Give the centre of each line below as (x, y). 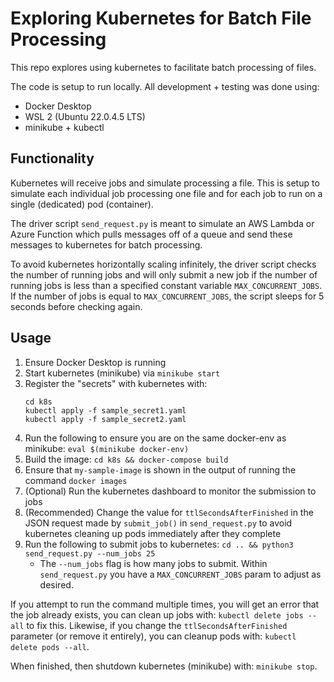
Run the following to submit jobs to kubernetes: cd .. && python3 (159, 544)
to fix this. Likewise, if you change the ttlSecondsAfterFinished (157, 625)
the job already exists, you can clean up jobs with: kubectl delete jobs (157, 614)
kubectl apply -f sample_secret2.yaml (105, 419)
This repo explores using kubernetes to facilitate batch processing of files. (163, 67)
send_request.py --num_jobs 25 (90, 553)
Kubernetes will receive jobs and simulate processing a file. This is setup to (165, 183)
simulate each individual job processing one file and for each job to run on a (166, 193)
